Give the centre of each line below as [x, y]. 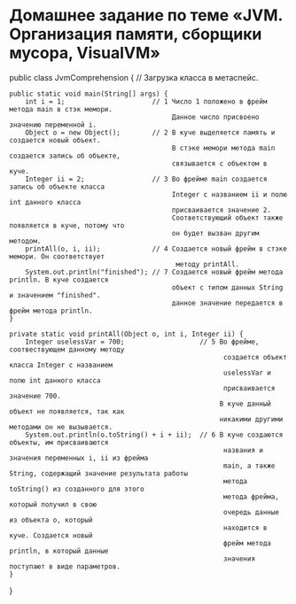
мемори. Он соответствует [57, 256]
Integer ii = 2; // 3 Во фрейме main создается [146, 179]
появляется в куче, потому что [67, 225]
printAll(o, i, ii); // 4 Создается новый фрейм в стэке [156, 249]
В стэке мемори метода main [223, 148]
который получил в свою [53, 504]
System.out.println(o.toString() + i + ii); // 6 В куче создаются [154, 435]
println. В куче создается [59, 280]
